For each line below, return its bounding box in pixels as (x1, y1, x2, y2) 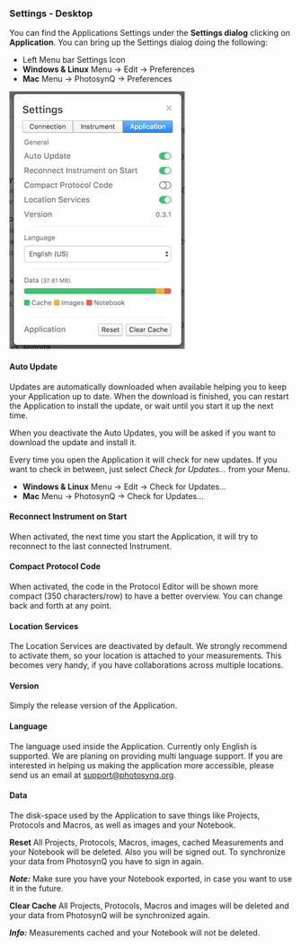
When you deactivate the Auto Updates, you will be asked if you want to (9, 427, 277, 438)
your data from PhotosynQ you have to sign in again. (9, 855, 204, 866)
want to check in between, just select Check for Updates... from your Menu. (9, 463, 290, 474)
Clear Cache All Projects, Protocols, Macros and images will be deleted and (9, 900, 289, 911)
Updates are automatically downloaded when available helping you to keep (9, 381, 288, 392)
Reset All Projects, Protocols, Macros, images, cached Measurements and (9, 837, 284, 847)
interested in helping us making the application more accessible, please (9, 759, 274, 770)
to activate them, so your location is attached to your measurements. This (9, 650, 282, 662)
